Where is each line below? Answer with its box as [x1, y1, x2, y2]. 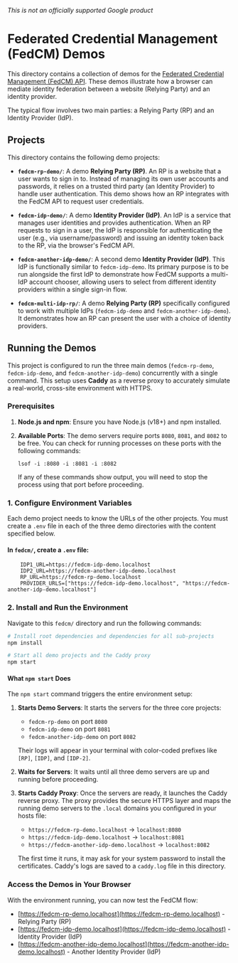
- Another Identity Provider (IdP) [67, 947, 161, 956]
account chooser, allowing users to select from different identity [29, 277, 217, 286]
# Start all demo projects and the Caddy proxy [7, 652, 151, 659]
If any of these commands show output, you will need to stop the [17, 472, 208, 481]
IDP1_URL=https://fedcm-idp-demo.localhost [20, 561, 151, 568]
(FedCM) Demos [7, 46, 105, 63]
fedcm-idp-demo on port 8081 [28, 725, 111, 733]
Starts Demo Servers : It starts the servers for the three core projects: [17, 703, 222, 712]
